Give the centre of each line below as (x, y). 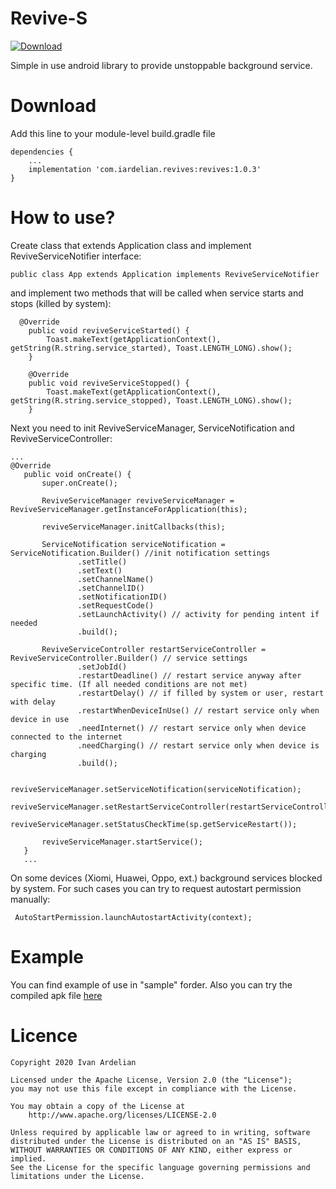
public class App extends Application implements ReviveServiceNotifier (165, 274)
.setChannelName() (116, 579)
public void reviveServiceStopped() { (109, 383)
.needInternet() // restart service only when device (192, 728)
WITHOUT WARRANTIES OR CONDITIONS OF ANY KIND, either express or (151, 1150)
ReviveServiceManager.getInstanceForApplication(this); (129, 509)
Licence (44, 1035)
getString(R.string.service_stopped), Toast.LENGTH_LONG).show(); (151, 400)
